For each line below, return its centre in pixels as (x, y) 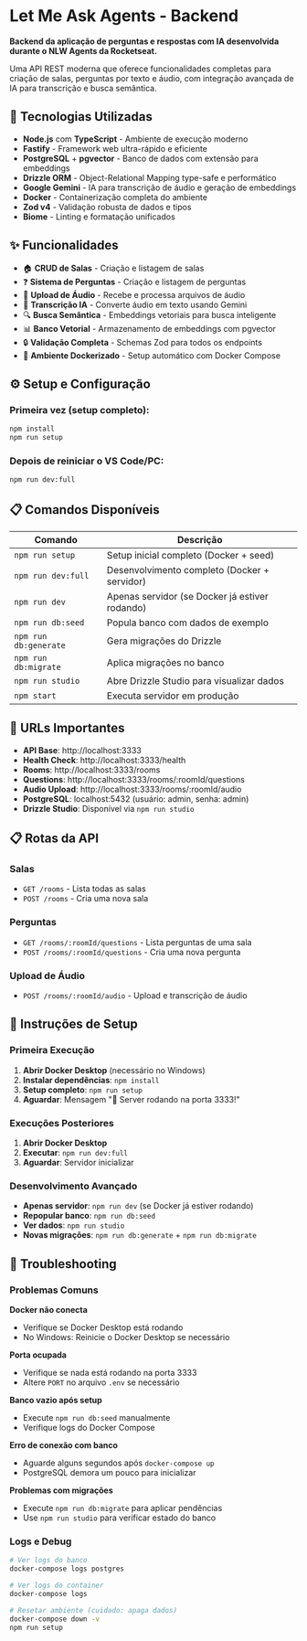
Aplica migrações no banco (165, 662)
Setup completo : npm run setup (83, 1090)
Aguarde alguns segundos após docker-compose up (118, 1463)
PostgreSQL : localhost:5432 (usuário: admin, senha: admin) (136, 799)
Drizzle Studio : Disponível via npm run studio (108, 808)
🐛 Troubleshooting (63, 1264)
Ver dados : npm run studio (74, 1225)
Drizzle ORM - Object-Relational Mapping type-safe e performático (149, 177)
